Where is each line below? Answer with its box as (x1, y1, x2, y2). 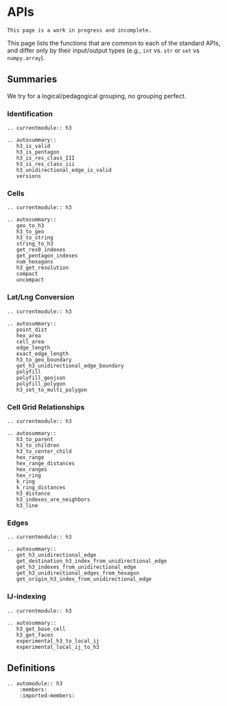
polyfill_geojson (16, 374, 67, 381)
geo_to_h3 (16, 222, 45, 229)
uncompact (16, 277, 45, 284)
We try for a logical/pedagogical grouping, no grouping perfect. (7, 92, 187, 100)
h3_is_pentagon (16, 149, 60, 156)
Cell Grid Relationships (7, 402, 85, 411)
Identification (7, 109, 53, 118)
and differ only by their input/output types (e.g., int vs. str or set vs (7, 46, 200, 54)
